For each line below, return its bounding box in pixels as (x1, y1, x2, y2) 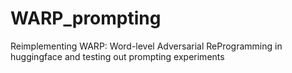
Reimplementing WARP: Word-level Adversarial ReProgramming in (10, 40, 283, 52)
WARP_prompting (10, 7, 162, 30)
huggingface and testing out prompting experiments (10, 50, 225, 62)
